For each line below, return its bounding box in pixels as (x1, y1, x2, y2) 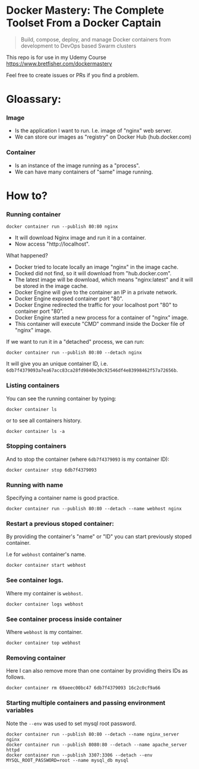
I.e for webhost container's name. (6, 551, 86, 558)
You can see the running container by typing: (6, 395, 117, 402)
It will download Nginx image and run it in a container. (14, 234, 147, 241)
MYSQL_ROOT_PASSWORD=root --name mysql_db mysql (6, 757, 129, 763)
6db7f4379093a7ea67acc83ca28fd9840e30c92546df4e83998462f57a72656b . (6, 366, 178, 373)
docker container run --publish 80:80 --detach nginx (6, 350, 143, 356)
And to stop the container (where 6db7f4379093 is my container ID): (6, 456, 169, 463)
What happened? (6, 252, 49, 259)
